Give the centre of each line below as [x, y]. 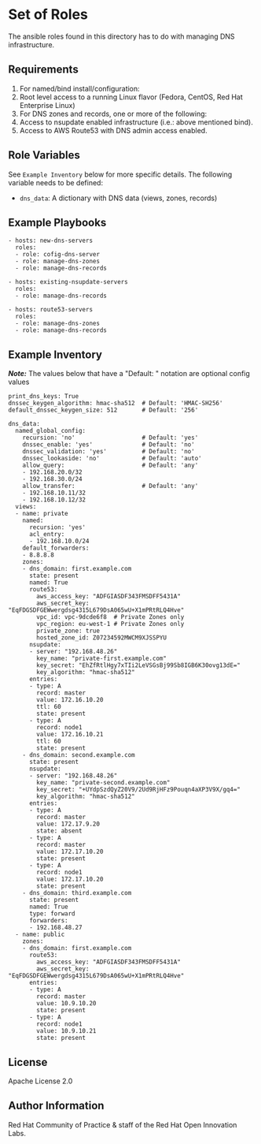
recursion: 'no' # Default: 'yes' [110, 438]
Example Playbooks [57, 222]
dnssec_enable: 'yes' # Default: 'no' [108, 445]
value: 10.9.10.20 [66, 1004]
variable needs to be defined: [56, 182]
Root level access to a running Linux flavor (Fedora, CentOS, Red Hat [131, 97]
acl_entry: [47, 535]
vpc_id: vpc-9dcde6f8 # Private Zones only [110, 617]
